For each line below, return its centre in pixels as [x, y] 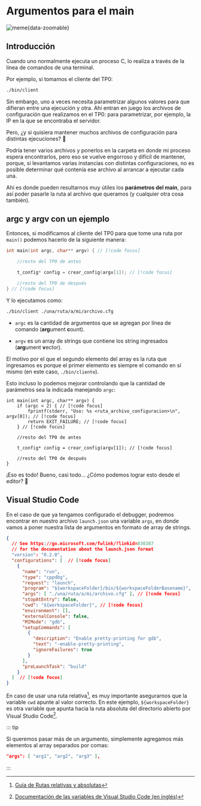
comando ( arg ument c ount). [50, 329]
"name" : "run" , [41, 571]
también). [18, 200]
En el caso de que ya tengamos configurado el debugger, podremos [90, 514]
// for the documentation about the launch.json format [83, 549]
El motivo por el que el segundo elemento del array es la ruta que [87, 359]
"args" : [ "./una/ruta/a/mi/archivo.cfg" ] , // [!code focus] [101, 594]
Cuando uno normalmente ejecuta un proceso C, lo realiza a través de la [95, 61]
